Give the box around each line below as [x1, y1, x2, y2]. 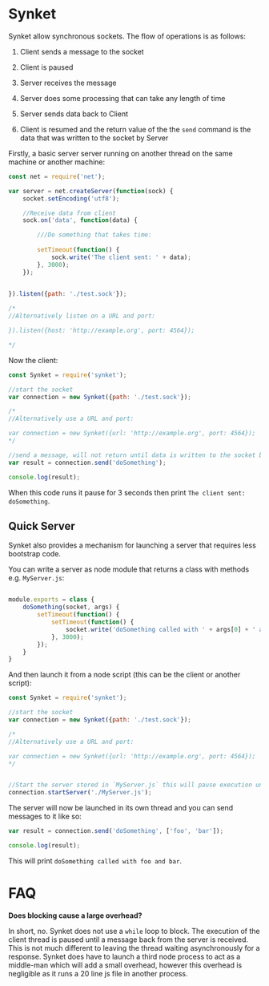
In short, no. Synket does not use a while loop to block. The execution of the [8, 926, 260, 935]
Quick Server [8, 519, 76, 533]
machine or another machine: [8, 157, 106, 167]
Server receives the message [19, 78, 118, 87]
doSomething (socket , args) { [22, 603, 120, 612]
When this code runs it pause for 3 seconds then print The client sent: [8, 487, 246, 497]
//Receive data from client [22, 209, 116, 217]
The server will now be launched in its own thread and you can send [8, 803, 234, 813]
